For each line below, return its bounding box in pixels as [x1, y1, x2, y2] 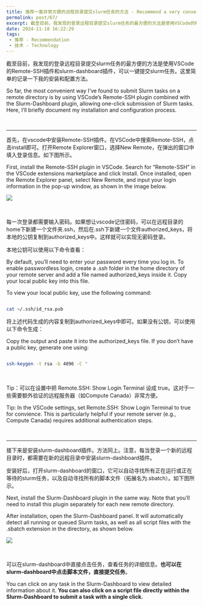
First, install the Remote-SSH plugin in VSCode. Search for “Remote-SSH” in [6, 163, 196, 170]
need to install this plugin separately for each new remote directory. [6, 500, 175, 508]
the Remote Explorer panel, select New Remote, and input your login [6, 176, 176, 183]
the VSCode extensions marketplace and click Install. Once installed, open [6, 170, 192, 177]
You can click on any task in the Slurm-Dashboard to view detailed [6, 580, 172, 587]
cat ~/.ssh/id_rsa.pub [6, 306, 63, 312]
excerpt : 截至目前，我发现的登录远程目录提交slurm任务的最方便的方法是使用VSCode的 [6, 20, 195, 26]
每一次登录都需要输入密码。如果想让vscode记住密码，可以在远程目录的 [6, 218, 184, 225]
